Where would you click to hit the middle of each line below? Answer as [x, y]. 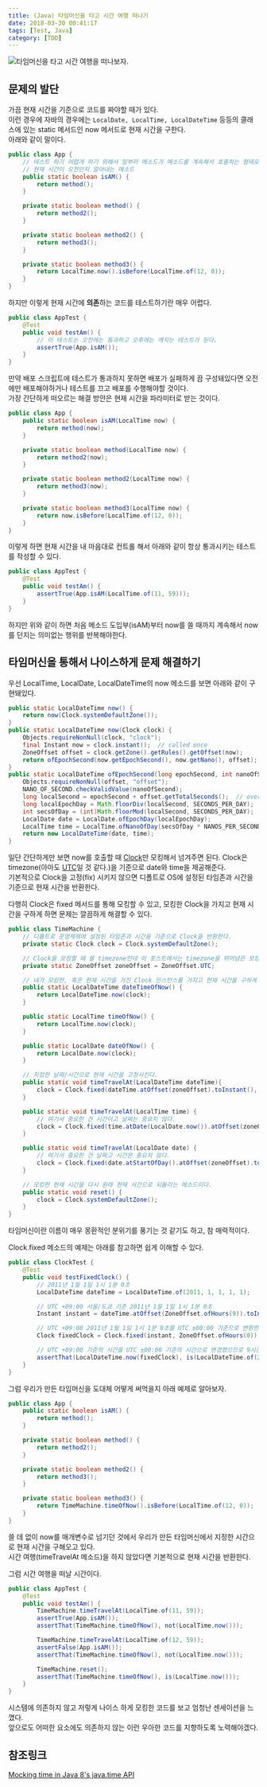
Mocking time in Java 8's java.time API [72, 1774]
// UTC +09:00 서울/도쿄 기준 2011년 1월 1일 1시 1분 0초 [125, 1306]
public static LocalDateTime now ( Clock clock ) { [90, 730]
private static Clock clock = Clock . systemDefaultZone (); [120, 944]
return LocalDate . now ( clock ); [87, 1053]
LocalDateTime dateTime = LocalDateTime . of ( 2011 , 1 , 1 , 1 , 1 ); [144, 1292]
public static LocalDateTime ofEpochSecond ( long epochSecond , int [120, 774]
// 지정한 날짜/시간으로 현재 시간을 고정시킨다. [90, 1075]
